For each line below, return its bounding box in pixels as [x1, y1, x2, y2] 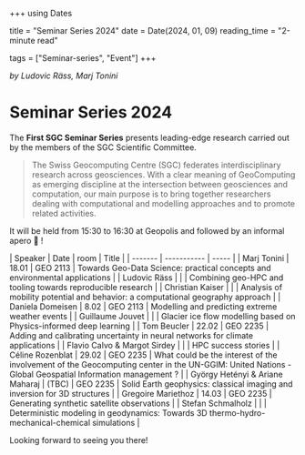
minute [9, 35, 36, 45]
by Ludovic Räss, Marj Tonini [9, 70, 118, 81]
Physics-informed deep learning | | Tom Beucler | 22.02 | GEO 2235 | [9, 320, 269, 331]
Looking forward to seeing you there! [9, 434, 148, 445]
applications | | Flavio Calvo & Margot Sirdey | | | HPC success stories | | [9, 339, 280, 350]
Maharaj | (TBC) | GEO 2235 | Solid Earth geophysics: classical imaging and [9, 378, 293, 389]
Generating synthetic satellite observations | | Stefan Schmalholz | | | [9, 398, 267, 409]
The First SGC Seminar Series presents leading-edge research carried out [9, 132, 290, 143]
